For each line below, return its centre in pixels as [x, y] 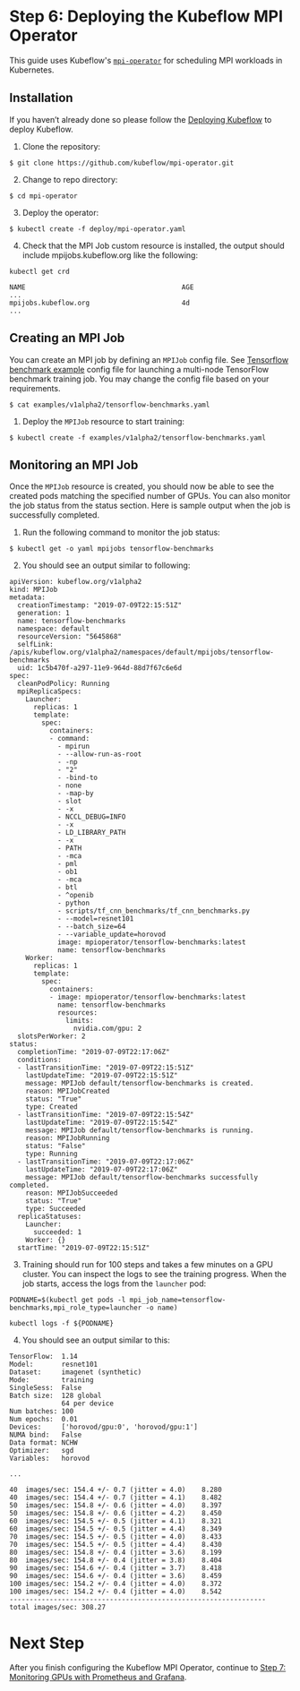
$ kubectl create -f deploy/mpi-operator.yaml [98, 229]
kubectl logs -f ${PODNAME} [62, 1324]
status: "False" [56, 1146]
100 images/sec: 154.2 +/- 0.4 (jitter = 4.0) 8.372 [116, 1584]
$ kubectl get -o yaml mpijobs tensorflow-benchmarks [112, 549]
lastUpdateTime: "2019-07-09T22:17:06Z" [102, 1170]
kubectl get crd [39, 271]
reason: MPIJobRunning [68, 1138]
